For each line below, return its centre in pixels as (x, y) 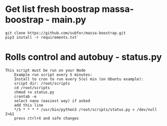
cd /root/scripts (32, 88)
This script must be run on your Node (45, 70)
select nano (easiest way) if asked (52, 101)
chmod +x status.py (34, 92)
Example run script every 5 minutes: (53, 75)
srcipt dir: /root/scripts (42, 83)
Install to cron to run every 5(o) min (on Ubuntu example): (79, 79)
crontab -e (25, 96)
